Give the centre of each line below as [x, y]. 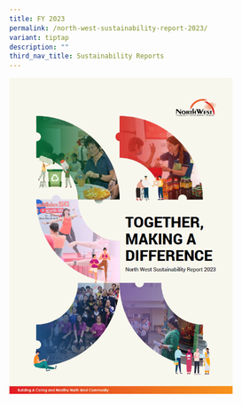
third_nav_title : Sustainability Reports [87, 56]
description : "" [39, 47]
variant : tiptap [39, 37]
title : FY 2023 [37, 19]
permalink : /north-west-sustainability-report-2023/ [109, 28]
